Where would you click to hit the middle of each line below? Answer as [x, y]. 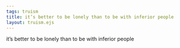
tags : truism [22, 11]
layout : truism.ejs [30, 22]
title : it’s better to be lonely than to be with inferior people [90, 17]
